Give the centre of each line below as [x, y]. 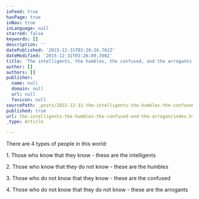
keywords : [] [22, 39]
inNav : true [21, 23]
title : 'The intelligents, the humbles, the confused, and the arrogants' [100, 61]
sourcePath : [21, 105]
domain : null [28, 89]
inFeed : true [22, 12]
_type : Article [25, 122]
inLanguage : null [28, 28]
